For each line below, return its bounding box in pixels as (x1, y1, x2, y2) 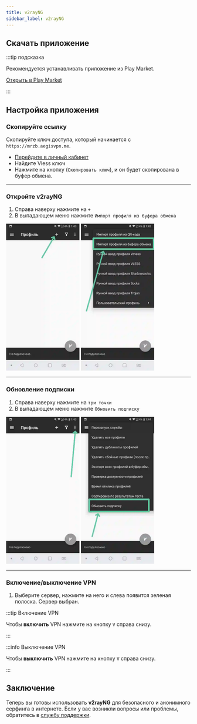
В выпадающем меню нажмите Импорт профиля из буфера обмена (14, 212, 176, 219)
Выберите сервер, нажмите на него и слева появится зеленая (14, 591, 171, 599)
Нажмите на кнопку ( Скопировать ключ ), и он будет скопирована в (14, 166, 179, 173)
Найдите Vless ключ (14, 160, 66, 167)
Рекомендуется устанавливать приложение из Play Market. (6, 65, 155, 72)
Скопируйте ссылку (6, 122, 67, 130)
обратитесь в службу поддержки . (6, 711, 91, 718)
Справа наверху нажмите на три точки (14, 398, 112, 405)
